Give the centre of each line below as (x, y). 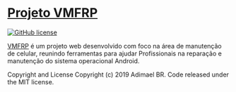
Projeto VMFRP (53, 13)
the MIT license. (31, 81)
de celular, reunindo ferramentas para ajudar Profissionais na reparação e (115, 53)
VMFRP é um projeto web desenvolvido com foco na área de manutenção (114, 46)
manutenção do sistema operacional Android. (73, 60)
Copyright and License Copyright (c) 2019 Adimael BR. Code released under (118, 74)
